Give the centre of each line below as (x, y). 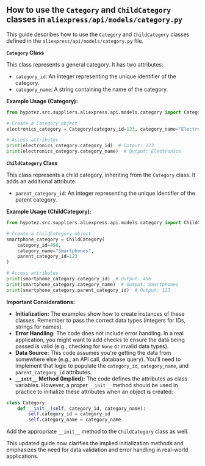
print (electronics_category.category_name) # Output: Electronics (94, 151)
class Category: (27, 402)
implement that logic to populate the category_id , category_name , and (102, 365)
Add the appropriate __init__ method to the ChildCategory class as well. (98, 431)
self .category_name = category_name (75, 420)
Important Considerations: (41, 302)
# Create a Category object (42, 123)
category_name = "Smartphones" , (56, 251)
